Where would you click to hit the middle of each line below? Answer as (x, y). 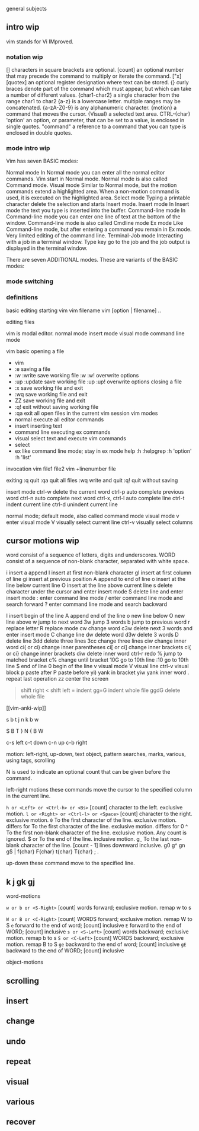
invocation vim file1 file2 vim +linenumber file (61, 469)
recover (21, 1122)
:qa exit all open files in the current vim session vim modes (86, 413)
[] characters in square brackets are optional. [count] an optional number (95, 70)
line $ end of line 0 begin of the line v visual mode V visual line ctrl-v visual (97, 666)
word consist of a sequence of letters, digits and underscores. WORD (91, 555)
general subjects (27, 9)
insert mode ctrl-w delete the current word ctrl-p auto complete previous (95, 491)
